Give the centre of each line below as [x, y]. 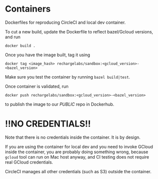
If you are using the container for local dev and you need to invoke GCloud [79, 146]
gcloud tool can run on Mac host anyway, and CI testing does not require [77, 157]
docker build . [20, 46]
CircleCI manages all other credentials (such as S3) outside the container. [78, 171]
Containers [28, 9]
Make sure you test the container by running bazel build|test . [68, 77]
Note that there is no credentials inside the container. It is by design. [73, 137]
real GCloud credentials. [29, 162]
